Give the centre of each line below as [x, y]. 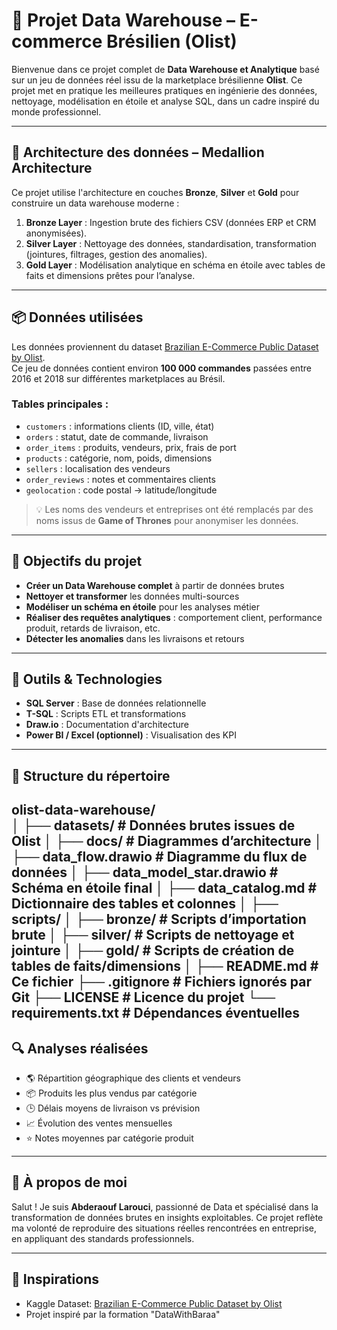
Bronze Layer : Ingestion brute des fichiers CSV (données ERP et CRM [171, 222]
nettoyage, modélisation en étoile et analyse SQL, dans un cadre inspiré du [165, 101]
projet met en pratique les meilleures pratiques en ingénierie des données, [164, 90]
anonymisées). [56, 233]
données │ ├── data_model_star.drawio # [145, 872]
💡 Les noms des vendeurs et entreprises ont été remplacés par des [174, 509]
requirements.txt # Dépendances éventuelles [156, 1013]
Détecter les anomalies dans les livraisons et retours [135, 638]
